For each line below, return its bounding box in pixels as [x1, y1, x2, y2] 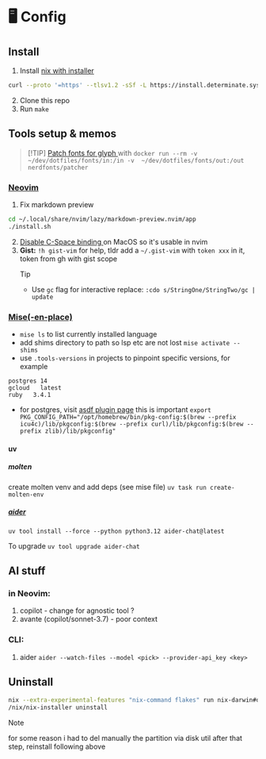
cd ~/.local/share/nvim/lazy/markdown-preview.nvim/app [8, 215, 196, 223]
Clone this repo [19, 95, 70, 105]
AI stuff [8, 564, 46, 577]
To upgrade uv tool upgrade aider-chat [8, 541, 140, 550]
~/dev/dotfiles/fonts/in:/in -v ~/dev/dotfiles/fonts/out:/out [27, 156, 245, 164]
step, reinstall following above [8, 742, 106, 752]
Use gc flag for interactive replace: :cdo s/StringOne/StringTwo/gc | [31, 284, 256, 294]
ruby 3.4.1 [8, 391, 51, 399]
